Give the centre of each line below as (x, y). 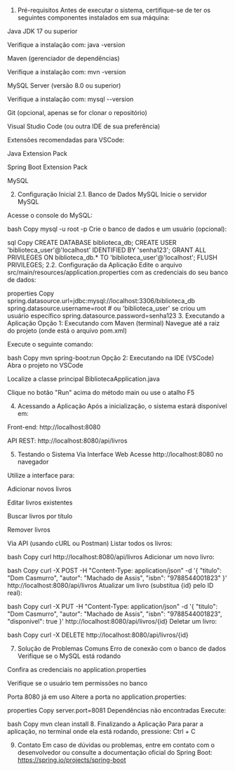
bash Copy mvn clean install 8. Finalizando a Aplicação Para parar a (105, 724)
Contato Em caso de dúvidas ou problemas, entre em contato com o (116, 745)
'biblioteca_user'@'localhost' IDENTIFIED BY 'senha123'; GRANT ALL (107, 250)
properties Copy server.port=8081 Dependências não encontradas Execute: (117, 710)
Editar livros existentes (40, 502)
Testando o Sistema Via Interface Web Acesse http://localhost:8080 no (120, 454)
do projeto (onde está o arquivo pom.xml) (67, 330)
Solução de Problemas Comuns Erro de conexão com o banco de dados (122, 649)
